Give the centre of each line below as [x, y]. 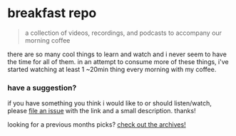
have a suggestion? [42, 88]
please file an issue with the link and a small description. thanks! [102, 111]
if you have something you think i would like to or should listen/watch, [110, 103]
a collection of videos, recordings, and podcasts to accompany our [123, 33]
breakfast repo [52, 13]
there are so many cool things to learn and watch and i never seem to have [117, 54]
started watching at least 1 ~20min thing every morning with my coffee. [112, 69]
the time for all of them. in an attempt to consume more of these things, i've [118, 61]
